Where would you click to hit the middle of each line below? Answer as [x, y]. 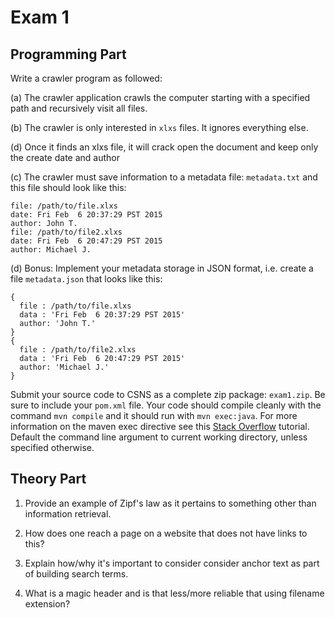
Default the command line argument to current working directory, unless [159, 437]
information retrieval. [68, 513]
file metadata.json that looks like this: [86, 279]
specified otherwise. [52, 447]
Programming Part [68, 54]
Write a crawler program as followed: [86, 78]
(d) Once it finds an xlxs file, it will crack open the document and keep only [164, 147]
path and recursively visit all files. [79, 108]
